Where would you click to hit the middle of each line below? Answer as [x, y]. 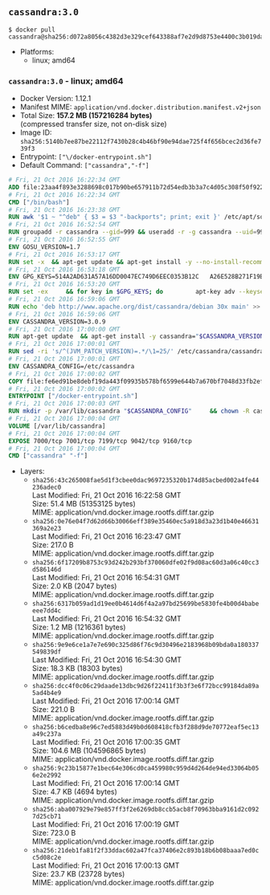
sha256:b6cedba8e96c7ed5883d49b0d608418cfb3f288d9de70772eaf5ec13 [145, 727]
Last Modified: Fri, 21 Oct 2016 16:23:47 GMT [106, 536]
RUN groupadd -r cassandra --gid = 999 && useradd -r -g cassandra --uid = [133, 232]
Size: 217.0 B [53, 545]
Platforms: [37, 51]
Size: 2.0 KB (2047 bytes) [74, 586]
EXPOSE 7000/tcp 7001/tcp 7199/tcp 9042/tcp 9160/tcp [100, 441]
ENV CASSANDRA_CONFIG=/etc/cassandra [72, 366]
